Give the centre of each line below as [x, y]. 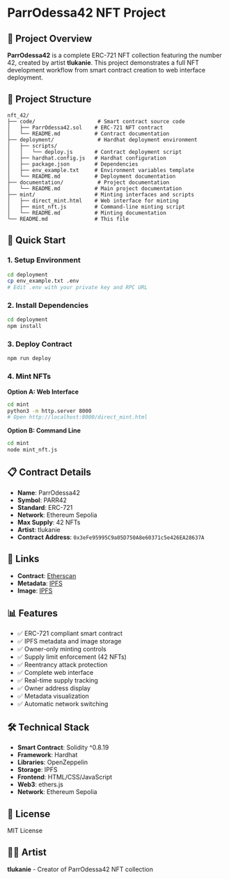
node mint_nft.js [32, 450]
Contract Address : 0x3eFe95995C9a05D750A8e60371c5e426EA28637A [111, 537]
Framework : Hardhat [47, 755]
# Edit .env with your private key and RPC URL [78, 288]
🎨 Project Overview [50, 39]
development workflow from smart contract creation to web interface [106, 70]
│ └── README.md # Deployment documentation [92, 176]
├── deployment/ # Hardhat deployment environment [102, 140]
